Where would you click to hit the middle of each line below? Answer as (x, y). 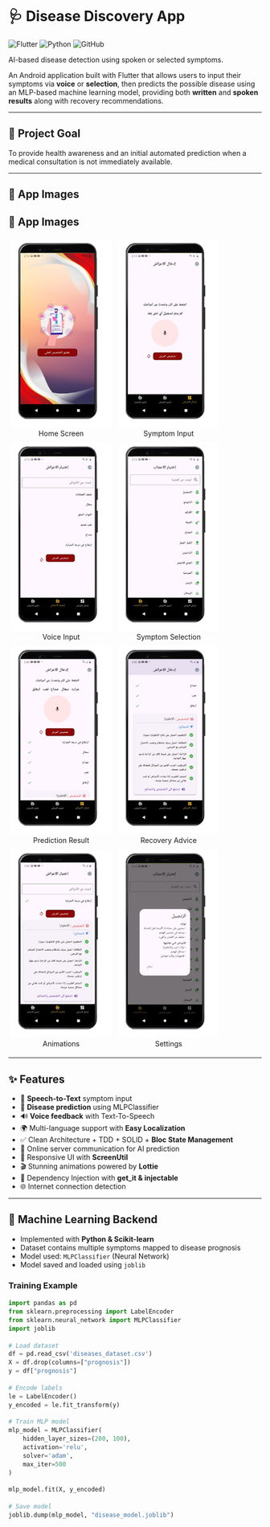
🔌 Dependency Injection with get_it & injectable (99, 1178)
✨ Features (37, 1079)
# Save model (30, 1507)
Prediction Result (61, 841)
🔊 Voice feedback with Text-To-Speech (87, 1116)
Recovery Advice (168, 841)
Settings (168, 1044)
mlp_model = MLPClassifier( (55, 1431)
